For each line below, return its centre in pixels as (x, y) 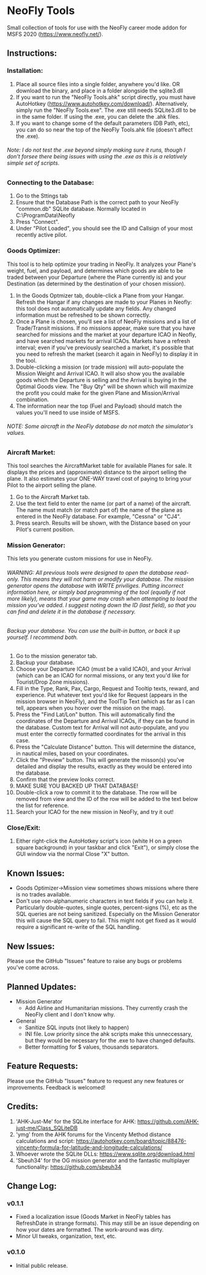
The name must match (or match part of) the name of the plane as (99, 510)
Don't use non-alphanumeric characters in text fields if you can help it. (105, 901)
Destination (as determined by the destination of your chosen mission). (96, 283)
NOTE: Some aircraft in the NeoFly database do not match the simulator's (100, 426)
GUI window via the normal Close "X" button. (72, 854)
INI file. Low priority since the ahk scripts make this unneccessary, (109, 1033)
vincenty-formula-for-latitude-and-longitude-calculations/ (89, 1147)
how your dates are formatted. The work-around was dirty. (90, 1230)
